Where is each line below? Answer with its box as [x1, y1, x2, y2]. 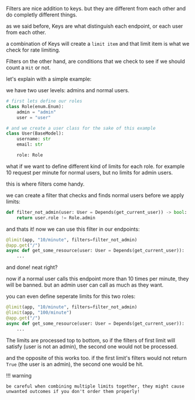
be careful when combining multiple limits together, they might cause [6, 383, 184, 389]
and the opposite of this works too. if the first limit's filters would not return [6, 354, 187, 361]
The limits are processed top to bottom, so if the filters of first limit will [6, 337, 176, 344]
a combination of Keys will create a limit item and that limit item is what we [6, 41, 190, 47]
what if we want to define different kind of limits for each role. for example [6, 163, 185, 170]
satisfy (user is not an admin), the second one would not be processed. [6, 343, 178, 350]
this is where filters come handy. [6, 180, 85, 187]
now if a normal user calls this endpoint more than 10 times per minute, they [6, 275, 189, 283]
